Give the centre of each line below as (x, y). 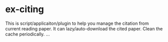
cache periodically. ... (28, 34)
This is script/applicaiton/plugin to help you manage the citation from (77, 23)
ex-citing (25, 9)
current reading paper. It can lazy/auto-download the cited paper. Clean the (84, 28)
